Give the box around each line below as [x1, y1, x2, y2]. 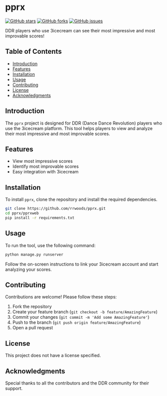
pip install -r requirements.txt [5, 215, 75, 220]
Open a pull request [12, 325, 53, 331]
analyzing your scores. [5, 266, 52, 272]
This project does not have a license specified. [5, 353, 101, 359]
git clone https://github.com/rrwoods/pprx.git [5, 206, 106, 211]
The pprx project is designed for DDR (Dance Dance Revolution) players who [5, 120, 163, 126]
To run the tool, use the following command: [5, 242, 96, 248]
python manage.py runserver [5, 252, 64, 257]
